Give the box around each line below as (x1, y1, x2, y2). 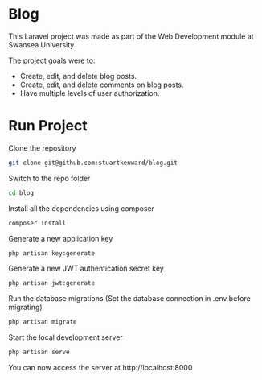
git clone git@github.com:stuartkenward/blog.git (8, 159, 178, 167)
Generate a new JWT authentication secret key (8, 263, 165, 274)
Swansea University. (8, 39, 76, 49)
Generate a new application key (8, 233, 113, 243)
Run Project (8, 117, 88, 135)
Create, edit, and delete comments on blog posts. (19, 80, 184, 89)
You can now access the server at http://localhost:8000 (8, 363, 193, 372)
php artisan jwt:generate (8, 279, 95, 287)
